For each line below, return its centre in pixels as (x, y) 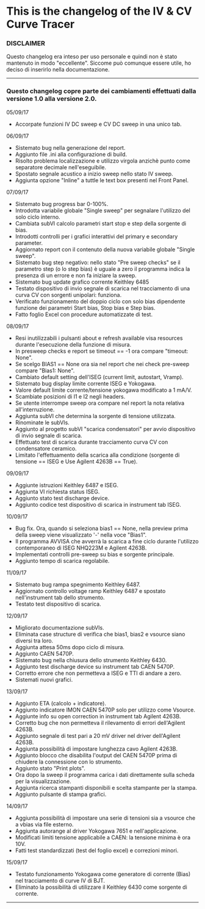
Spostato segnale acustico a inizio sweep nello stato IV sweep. (94, 174)
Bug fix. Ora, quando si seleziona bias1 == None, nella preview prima (102, 528)
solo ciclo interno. (38, 217)
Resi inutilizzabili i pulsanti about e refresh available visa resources (99, 338)
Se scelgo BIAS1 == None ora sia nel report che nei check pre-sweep (102, 364)
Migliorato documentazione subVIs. (60, 627)
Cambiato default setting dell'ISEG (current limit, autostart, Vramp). (99, 377)
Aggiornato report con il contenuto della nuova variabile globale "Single (105, 249)
